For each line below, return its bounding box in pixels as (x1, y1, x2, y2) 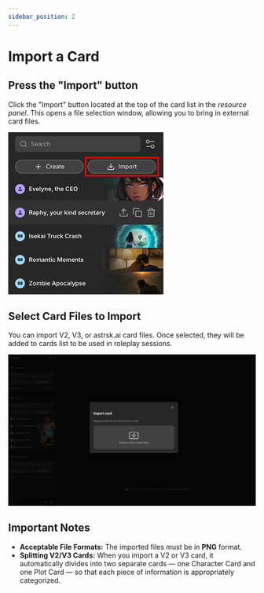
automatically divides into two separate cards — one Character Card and (19, 558, 255, 568)
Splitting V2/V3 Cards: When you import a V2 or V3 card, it (19, 551, 214, 560)
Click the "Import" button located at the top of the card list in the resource (8, 99, 247, 109)
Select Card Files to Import (8, 310, 141, 323)
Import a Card (8, 47, 100, 65)
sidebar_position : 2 (8, 13, 76, 20)
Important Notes (8, 521, 90, 535)
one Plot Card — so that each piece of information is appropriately (19, 567, 234, 576)
